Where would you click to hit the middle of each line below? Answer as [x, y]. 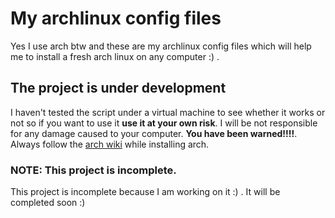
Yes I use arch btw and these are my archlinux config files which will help [161, 46]
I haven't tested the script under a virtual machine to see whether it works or [168, 112]
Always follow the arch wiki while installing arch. [110, 144]
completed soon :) [48, 203]
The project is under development [118, 88]
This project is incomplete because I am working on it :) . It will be [145, 192]
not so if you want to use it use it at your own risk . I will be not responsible [164, 123]
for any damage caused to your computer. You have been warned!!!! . [154, 133]
